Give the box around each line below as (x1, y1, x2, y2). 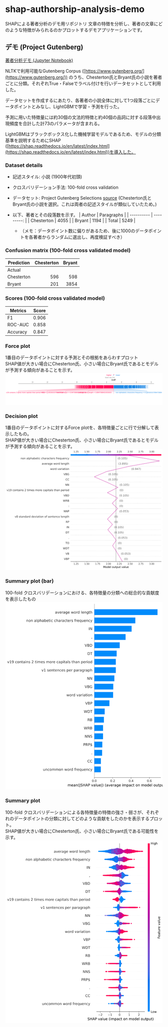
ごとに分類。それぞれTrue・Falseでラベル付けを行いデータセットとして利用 (5, 80, 161, 86)
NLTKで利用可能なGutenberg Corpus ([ (5, 68, 85, 74)
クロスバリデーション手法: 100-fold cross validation (12, 184, 119, 191)
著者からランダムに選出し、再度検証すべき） (33, 234, 125, 240)
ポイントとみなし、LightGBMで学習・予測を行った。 (13, 104, 122, 110)
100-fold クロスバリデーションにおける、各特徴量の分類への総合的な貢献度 (5, 590, 159, 596)
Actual (7, 267, 21, 273)
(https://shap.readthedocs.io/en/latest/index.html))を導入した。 (5, 149, 136, 155)
